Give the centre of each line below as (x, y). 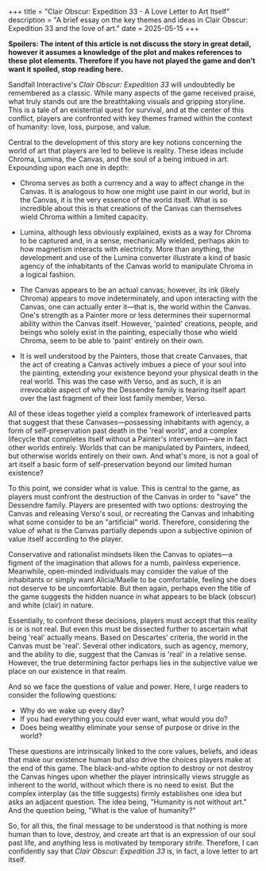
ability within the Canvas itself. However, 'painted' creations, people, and (139, 324)
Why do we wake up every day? (72, 710)
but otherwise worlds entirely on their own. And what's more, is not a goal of (133, 456)
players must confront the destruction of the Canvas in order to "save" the (130, 497)
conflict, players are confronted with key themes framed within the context (130, 118)
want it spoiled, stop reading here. (66, 69)
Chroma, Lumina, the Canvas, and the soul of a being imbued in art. (119, 159)
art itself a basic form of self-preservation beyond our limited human (120, 464)
